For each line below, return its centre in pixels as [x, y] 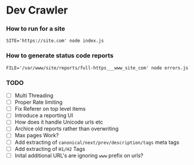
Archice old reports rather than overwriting [67, 129]
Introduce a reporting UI [44, 115]
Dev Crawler [37, 10]
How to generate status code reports [60, 55]
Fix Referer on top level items [50, 109]
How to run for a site [36, 29]
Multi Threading [34, 95]
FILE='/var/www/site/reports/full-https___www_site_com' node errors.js [97, 68]
